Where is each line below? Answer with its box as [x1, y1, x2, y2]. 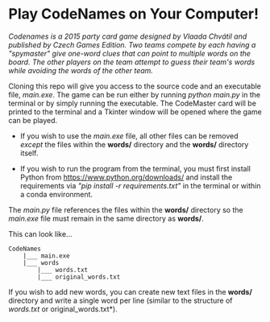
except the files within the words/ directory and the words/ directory [19, 139, 249, 149]
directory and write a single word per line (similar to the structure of [8, 295, 233, 305]
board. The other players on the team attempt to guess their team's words [8, 57, 255, 67]
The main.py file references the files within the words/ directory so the [8, 204, 243, 214]
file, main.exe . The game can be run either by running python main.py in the [8, 89, 260, 99]
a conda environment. [19, 189, 93, 199]
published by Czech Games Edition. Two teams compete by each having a [8, 39, 256, 49]
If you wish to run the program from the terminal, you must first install [19, 163, 251, 173]
